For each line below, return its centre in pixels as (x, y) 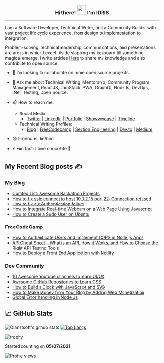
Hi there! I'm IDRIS (82, 12)
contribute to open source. (32, 63)
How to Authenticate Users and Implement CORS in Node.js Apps (78, 238)
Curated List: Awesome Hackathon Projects (56, 193)
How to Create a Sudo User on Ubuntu (51, 214)
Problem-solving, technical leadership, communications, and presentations (81, 48)
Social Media (32, 114)
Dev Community (25, 266)
